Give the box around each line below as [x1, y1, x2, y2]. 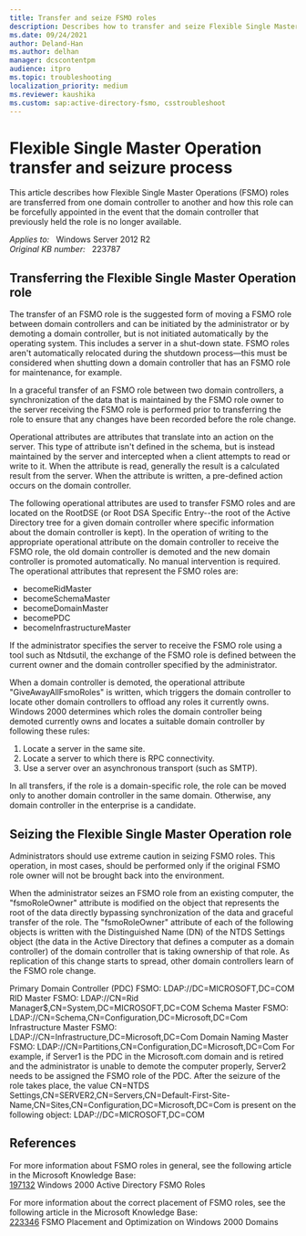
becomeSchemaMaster [22, 593, 111, 604]
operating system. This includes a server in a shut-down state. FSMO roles [9, 338, 290, 349]
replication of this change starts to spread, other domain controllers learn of [9, 956, 294, 967]
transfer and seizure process [9, 157, 233, 178]
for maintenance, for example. [9, 367, 123, 378]
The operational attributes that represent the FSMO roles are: [9, 565, 239, 576]
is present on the [232, 1099, 297, 1110]
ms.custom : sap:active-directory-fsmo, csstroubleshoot [9, 98, 226, 108]
